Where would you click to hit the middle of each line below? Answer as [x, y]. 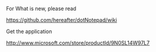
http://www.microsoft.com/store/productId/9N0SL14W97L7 [78, 43]
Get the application [29, 31]
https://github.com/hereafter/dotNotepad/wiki [62, 20]
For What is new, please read [41, 9]
